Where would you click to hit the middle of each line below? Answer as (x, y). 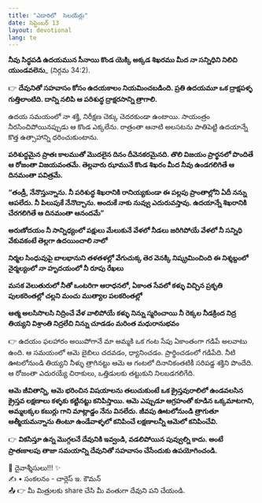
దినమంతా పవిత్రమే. (35, 175)
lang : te (22, 37)
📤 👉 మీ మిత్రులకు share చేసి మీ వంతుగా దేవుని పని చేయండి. (97, 490)
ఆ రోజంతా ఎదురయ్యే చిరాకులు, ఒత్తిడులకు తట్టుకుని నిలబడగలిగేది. (101, 373)
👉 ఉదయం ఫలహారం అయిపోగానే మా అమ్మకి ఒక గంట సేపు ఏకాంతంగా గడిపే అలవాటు (128, 341)
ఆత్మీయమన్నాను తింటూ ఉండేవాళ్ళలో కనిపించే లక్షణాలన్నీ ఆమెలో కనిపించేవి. (113, 422)
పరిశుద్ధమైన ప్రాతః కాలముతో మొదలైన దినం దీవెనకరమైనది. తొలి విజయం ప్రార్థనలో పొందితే (131, 155)
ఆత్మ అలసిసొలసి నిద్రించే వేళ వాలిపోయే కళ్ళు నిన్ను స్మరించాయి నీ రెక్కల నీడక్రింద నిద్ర (122, 313)
